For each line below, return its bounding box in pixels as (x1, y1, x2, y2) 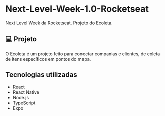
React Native (12, 89, 39, 95)
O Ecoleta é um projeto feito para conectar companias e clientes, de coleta (5, 51, 160, 57)
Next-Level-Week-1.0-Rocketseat (5, 3, 149, 15)
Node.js (12, 94, 29, 100)
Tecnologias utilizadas (5, 71, 77, 79)
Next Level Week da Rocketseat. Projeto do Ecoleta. (5, 20, 113, 26)
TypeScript (12, 100, 36, 106)
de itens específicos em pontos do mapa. (5, 56, 91, 62)
